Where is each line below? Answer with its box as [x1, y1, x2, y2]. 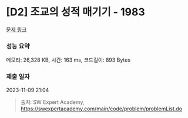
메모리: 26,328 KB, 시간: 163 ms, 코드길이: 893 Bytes [6, 56, 131, 63]
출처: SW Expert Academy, [20, 98, 85, 106]
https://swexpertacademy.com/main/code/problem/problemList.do [20, 105, 183, 112]
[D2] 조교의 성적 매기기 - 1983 [6, 5, 145, 19]
